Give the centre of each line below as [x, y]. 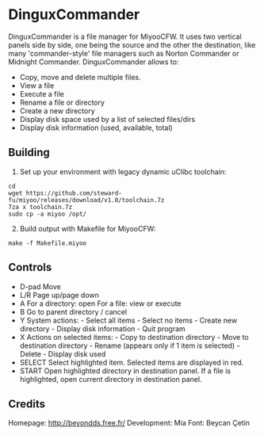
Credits [27, 404]
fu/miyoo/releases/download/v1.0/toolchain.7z [86, 200]
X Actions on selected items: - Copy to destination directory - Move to [134, 337]
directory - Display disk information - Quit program [103, 328]
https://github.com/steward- [74, 193]
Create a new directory [57, 111]
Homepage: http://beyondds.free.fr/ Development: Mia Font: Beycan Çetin [129, 423]
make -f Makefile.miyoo [48, 243]
